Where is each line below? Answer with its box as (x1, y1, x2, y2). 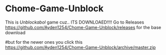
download (5, 29, 26, 35)
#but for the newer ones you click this (5, 39, 83, 45)
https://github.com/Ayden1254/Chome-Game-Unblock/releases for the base (5, 24, 162, 30)
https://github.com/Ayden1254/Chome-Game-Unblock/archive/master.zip (5, 44, 156, 50)
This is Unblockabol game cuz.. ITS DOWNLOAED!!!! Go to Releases (5, 19, 144, 25)
